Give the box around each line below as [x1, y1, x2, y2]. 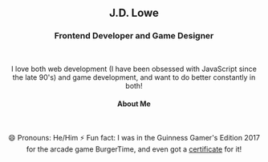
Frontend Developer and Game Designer [54, 30, 214, 41]
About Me [116, 99, 152, 109]
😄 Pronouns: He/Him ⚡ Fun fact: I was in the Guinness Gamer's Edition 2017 [8, 132, 260, 142]
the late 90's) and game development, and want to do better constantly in [12, 72, 256, 82]
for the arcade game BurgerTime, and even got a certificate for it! [26, 144, 242, 154]
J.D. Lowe [108, 6, 160, 20]
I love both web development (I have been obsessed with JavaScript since [10, 64, 258, 73]
